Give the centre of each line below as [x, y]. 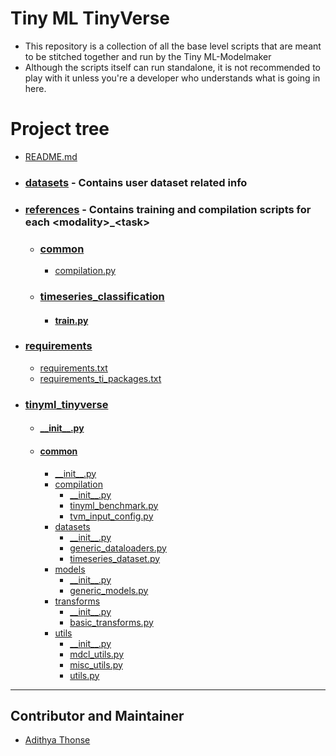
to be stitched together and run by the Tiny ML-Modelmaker [148, 56]
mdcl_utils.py [97, 654]
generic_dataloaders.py [118, 548]
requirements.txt [73, 368]
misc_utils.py [96, 664]
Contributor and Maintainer [97, 715]
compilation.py [85, 271]
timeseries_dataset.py [115, 558]
